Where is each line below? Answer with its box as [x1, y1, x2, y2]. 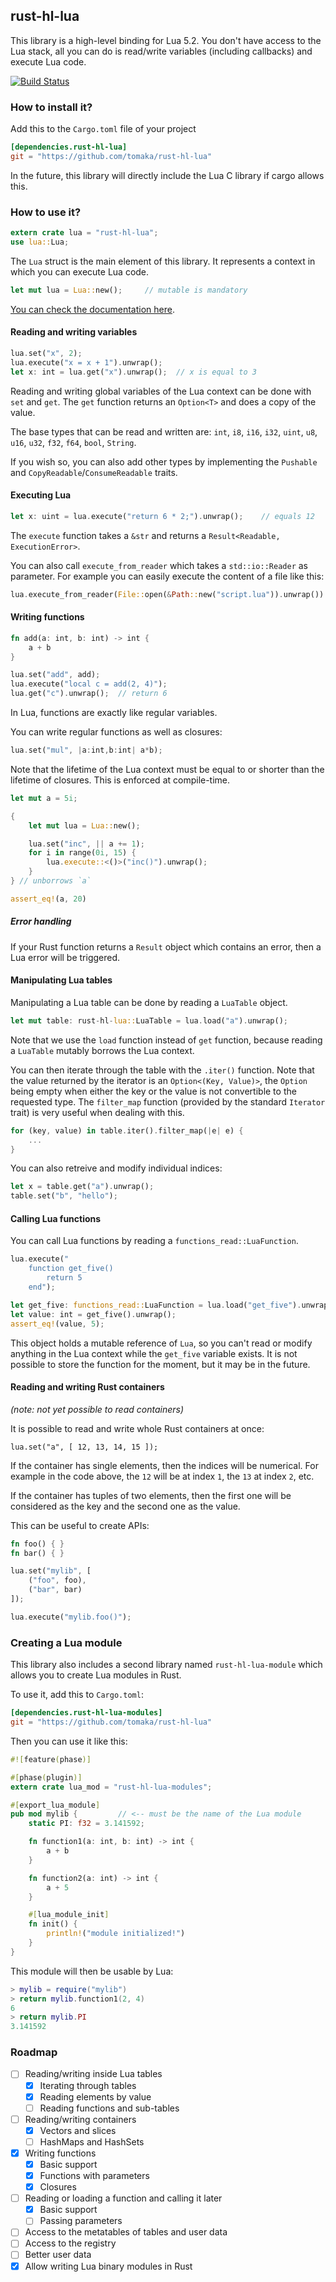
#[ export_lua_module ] [10, 1800, 101, 1810]
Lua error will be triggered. [10, 951, 121, 963]
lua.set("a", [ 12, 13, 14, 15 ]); [10, 1442, 159, 1452]
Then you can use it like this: [10, 1735, 128, 1747]
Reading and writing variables [10, 326, 138, 338]
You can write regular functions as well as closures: [10, 726, 223, 738]
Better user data [24, 2249, 92, 2261]
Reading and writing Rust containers [10, 1381, 165, 1393]
